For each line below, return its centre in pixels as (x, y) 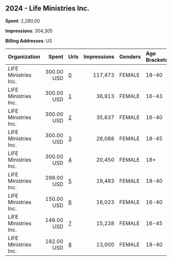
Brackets (157, 60)
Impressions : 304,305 (29, 31)
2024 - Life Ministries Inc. (47, 8)
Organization (24, 57)
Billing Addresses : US (29, 41)
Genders (130, 57)
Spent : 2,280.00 (23, 21)
